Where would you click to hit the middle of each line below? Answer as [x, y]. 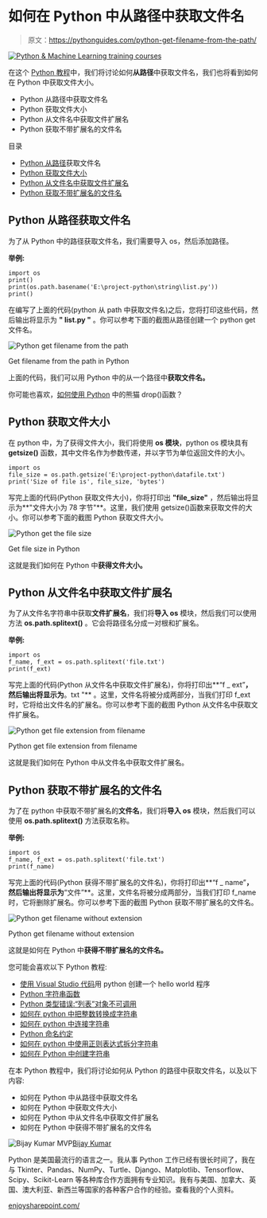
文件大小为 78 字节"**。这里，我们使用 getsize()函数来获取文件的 [139, 507]
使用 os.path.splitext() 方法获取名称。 [71, 820]
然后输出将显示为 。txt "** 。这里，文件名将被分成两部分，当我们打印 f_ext [130, 695]
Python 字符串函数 [50, 994]
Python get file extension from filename [73, 746]
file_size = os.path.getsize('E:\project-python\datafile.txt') [117, 475]
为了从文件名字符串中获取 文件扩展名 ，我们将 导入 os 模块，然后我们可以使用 [132, 613]
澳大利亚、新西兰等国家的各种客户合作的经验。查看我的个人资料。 [130, 1190]
